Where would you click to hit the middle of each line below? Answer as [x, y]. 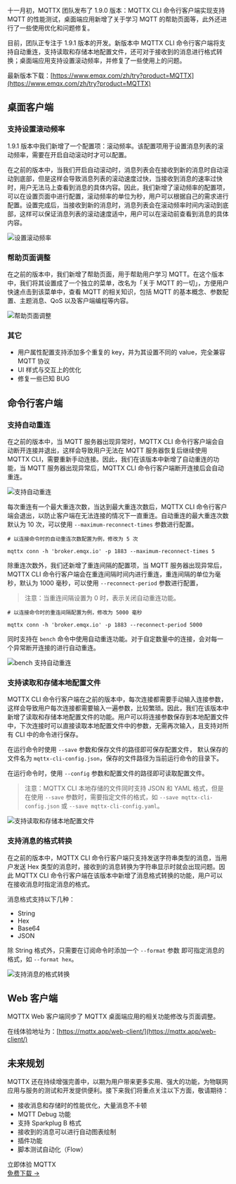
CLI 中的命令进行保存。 [48, 734]
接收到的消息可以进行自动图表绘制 [67, 1132]
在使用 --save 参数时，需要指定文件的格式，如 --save [101, 797]
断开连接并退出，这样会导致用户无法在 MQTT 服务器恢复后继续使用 [110, 450]
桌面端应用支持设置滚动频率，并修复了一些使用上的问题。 [103, 61]
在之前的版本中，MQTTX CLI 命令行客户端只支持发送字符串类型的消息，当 [114, 858]
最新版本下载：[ [30, 75]
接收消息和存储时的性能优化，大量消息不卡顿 [82, 1106]
